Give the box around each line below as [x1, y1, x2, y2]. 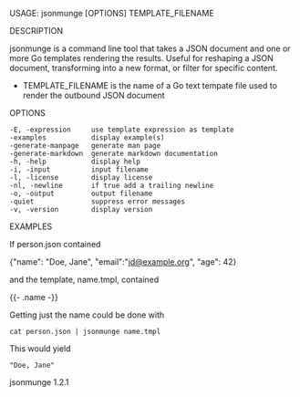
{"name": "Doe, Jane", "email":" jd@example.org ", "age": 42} [9, 256, 237, 267]
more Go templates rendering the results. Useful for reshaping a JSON [9, 53, 274, 63]
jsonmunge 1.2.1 [9, 377, 69, 387]
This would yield [9, 343, 71, 354]
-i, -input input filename [9, 165, 149, 174]
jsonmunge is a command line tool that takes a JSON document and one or [9, 43, 291, 54]
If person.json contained [9, 239, 101, 249]
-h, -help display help [9, 157, 141, 166]
